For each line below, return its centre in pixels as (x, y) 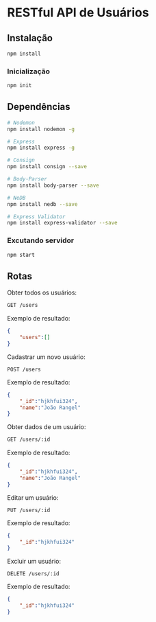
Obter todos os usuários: (42, 292)
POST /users (24, 369)
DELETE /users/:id (33, 574)
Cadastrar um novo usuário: (46, 357)
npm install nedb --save (42, 204)
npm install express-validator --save (62, 223)
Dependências (39, 107)
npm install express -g (41, 148)
